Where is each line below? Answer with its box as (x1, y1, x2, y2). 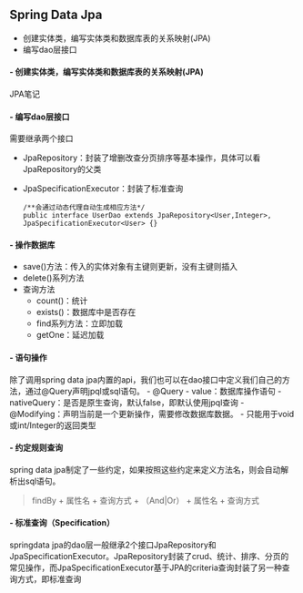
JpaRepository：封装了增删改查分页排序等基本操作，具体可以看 (22, 152, 261, 163)
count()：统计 (35, 295, 88, 306)
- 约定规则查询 (9, 442, 64, 454)
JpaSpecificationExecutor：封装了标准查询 (22, 183, 184, 194)
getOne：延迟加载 (35, 330, 105, 341)
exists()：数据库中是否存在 (35, 307, 136, 318)
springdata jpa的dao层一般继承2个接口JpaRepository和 (9, 539, 217, 550)
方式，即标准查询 (16, 574, 82, 585)
